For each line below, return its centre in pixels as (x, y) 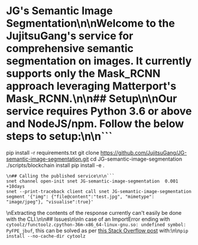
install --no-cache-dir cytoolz (46, 236)
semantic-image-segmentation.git (48, 159)
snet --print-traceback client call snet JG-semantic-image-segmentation (99, 191)
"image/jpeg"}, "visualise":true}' (50, 202)
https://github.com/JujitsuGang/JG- (144, 152)
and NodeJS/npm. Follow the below (95, 124)
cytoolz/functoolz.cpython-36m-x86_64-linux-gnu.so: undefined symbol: (96, 225)
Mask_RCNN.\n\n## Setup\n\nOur (92, 99)
